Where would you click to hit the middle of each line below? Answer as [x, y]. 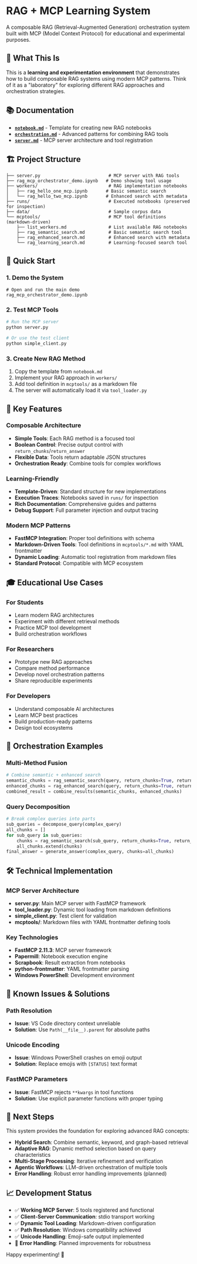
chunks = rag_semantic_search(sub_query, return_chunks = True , [94, 841]
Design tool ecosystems [44, 727]
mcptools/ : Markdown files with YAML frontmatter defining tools [93, 922]
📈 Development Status [49, 1193]
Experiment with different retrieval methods [67, 621]
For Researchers [30, 649]
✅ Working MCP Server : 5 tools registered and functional [84, 1210]
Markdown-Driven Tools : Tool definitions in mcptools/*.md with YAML [99, 545]
